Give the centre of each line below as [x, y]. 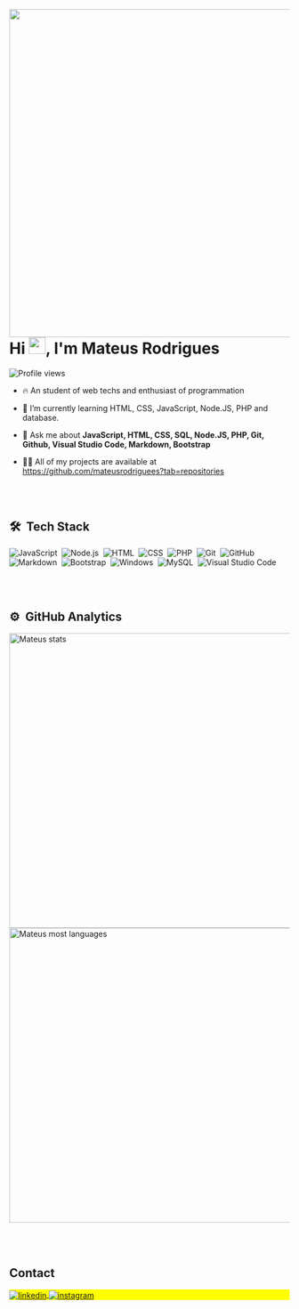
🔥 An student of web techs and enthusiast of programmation [133, 390]
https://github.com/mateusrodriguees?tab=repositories [123, 471]
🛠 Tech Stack [50, 527]
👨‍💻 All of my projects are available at [89, 461]
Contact [32, 1273]
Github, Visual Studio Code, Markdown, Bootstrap [116, 444]
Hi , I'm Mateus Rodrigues [115, 348]
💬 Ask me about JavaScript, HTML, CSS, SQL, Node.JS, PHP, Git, [143, 434]
